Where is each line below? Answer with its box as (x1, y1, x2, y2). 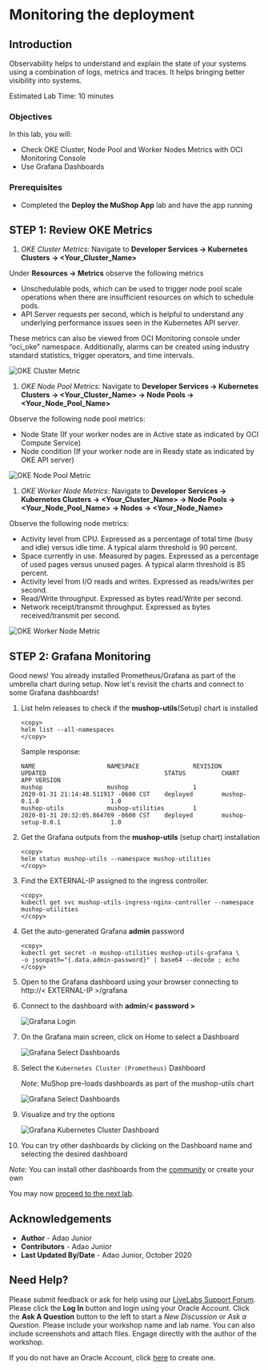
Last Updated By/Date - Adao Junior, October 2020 (20, 1251, 193, 1260)
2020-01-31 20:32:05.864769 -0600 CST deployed (20, 811, 194, 820)
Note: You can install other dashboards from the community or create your (9, 1165, 254, 1175)
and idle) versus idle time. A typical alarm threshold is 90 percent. (20, 543, 238, 552)
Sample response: (20, 747, 81, 757)
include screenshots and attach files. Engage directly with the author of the (9, 1328, 257, 1338)
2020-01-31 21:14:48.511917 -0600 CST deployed (20, 790, 194, 798)
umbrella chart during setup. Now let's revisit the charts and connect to (9, 679, 245, 689)
